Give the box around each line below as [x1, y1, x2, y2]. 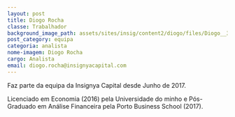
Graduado [7, 102, 36, 110]
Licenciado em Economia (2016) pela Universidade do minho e [7, 95, 187, 103]
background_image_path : [7, 29, 77, 37]
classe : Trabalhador [7, 23, 68, 30]
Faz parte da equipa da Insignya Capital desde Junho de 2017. [7, 81, 187, 89]
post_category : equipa [7, 36, 73, 43]
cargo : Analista [7, 56, 55, 63]
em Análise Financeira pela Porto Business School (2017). [37, 102, 204, 110]
